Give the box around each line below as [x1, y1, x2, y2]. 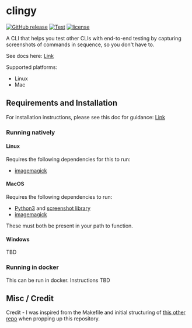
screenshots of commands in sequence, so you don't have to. [6, 41, 155, 48]
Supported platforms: [6, 63, 57, 71]
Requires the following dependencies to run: [6, 194, 113, 201]
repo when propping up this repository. [6, 315, 100, 322]
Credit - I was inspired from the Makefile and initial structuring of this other [6, 309, 186, 316]
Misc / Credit [6, 294, 54, 303]
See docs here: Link [6, 52, 54, 59]
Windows [6, 236, 30, 243]
